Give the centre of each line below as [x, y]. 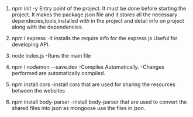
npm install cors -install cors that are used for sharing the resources [93, 84]
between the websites [38, 91]
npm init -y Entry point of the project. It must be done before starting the [99, 8]
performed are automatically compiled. [58, 73]
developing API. [30, 44]
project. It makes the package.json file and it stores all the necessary [94, 15]
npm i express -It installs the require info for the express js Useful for [94, 38]
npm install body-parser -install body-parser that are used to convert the [99, 102]
